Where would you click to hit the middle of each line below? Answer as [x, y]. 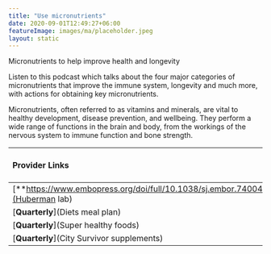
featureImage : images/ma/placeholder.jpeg [81, 31]
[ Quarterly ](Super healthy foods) [76, 225]
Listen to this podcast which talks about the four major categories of [122, 77]
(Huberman [34, 199]
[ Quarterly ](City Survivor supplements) [88, 239]
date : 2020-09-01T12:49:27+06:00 [65, 23]
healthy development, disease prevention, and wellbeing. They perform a [130, 119]
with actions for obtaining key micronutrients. [83, 94]
